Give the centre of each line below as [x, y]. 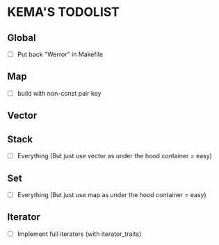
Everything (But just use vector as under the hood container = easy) [114, 156]
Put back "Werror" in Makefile [60, 54]
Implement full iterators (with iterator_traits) [79, 234]
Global [22, 38]
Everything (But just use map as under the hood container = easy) [112, 195]
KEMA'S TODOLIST [64, 12]
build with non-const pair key [59, 93]
